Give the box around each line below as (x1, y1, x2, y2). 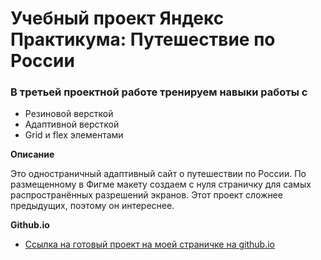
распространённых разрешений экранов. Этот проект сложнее (10, 189, 283, 201)
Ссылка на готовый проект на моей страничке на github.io (24, 238, 276, 251)
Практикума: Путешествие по (10, 28, 276, 51)
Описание (10, 148, 55, 161)
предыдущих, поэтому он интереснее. (10, 200, 175, 212)
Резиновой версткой (24, 108, 114, 120)
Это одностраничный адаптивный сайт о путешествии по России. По (10, 168, 307, 180)
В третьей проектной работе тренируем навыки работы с (10, 85, 308, 99)
